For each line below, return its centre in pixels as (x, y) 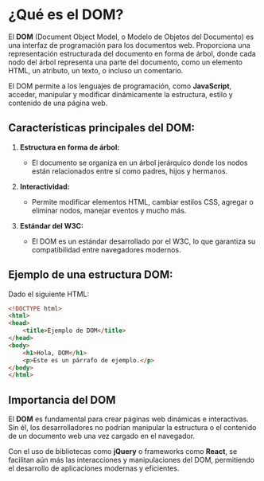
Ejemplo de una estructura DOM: (91, 275)
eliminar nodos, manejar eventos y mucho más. (109, 210)
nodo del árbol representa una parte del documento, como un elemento (126, 62)
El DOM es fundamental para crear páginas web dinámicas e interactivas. (128, 419)
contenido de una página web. (58, 103)
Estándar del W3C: (52, 225)
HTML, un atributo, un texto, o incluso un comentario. (96, 70)
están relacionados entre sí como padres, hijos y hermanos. (130, 171)
